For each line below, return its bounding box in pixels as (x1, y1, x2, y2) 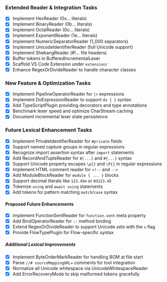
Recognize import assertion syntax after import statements (12, 149, 134, 155)
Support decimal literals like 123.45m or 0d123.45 (12, 178, 112, 184)
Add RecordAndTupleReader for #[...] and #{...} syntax (12, 155, 132, 161)
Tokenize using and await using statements (12, 183, 103, 190)
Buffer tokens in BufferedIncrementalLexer (12, 55, 100, 61)
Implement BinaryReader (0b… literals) (12, 21, 93, 27)
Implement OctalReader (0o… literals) (12, 27, 90, 33)
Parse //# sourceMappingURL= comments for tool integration (12, 259, 135, 265)
